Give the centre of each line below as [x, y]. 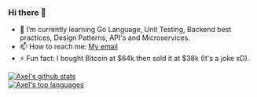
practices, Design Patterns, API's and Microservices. [105, 38]
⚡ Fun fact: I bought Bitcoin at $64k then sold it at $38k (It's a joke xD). [134, 59]
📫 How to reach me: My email [68, 47]
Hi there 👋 [28, 13]
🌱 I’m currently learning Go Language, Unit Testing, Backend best [125, 30]
